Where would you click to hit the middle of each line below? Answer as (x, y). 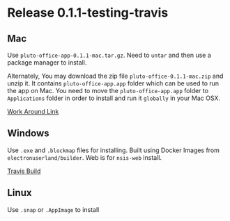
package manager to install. (47, 63)
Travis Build (24, 171)
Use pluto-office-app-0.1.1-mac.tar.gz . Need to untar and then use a (109, 55)
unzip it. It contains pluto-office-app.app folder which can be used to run (113, 83)
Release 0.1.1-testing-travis (88, 13)
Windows (28, 133)
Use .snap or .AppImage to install (53, 209)
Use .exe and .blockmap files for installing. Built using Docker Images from (113, 150)
